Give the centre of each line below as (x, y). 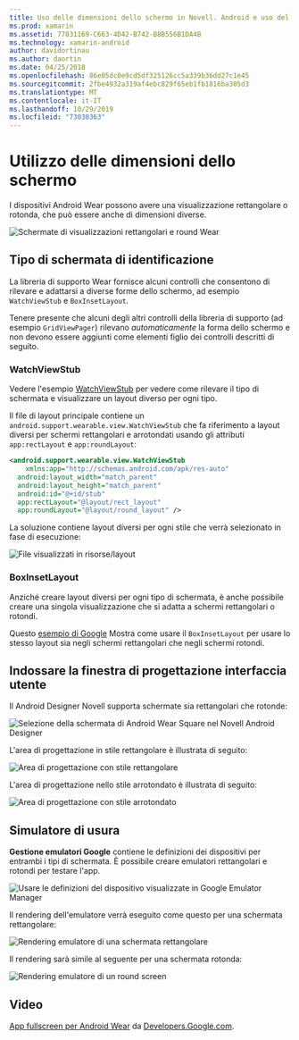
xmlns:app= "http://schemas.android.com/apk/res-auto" (127, 469)
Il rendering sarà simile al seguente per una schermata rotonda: (126, 959)
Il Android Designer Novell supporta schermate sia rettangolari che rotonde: (149, 706)
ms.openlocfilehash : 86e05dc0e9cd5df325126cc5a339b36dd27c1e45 (129, 76)
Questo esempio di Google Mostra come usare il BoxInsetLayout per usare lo (150, 633)
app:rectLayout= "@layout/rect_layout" (90, 502)
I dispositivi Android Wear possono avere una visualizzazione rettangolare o (149, 205)
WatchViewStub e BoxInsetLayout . (69, 300)
